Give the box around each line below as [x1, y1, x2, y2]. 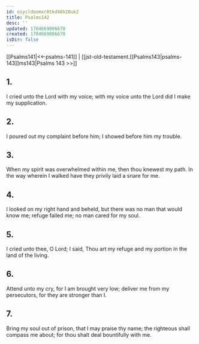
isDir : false [6, 37, 39, 43]
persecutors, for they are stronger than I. [6, 291, 107, 298]
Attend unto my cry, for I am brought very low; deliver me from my [6, 285, 170, 292]
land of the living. [6, 252, 49, 259]
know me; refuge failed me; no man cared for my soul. [6, 212, 140, 219]
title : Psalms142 [6, 14, 50, 20]
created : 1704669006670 [6, 31, 66, 37]
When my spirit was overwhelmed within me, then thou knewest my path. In [6, 166, 193, 173]
